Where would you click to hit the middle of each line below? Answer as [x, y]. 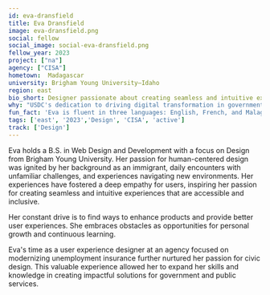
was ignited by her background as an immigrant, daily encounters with [125, 167]
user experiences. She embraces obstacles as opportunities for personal [129, 225]
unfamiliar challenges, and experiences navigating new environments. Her [131, 176]
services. [23, 283]
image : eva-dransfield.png [53, 30]
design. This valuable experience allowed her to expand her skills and [124, 266]
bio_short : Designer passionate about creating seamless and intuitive [131, 98]
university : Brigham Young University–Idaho [84, 83]
